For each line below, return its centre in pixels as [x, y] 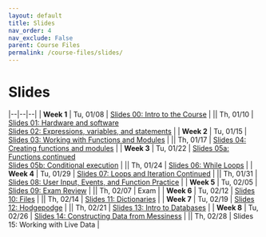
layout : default [35, 16]
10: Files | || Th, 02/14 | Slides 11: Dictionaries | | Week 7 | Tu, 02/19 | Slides [131, 199]
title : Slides [32, 23]
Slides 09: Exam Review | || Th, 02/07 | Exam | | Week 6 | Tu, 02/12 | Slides [132, 190]
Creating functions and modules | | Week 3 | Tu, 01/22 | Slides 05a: [119, 148]
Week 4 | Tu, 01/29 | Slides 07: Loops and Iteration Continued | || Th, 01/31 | [133, 173]
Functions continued [42, 156]
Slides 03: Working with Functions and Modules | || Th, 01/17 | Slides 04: [127, 140]
